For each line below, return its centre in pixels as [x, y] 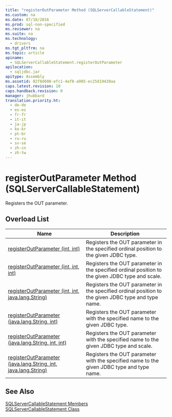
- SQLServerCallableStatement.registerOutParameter [66, 62]
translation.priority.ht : [33, 100]
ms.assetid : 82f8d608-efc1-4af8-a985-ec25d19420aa [60, 81]
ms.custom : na [20, 15]
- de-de [18, 105]
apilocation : [19, 67]
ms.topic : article [25, 53]
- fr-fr [18, 115]
